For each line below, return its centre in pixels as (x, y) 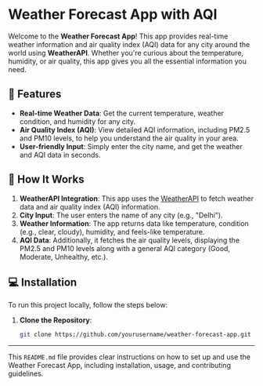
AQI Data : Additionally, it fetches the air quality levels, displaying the (130, 240)
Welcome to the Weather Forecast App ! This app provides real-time (118, 36)
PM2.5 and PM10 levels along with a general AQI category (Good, (125, 248)
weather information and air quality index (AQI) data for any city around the (129, 44)
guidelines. (26, 373)
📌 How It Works (46, 179)
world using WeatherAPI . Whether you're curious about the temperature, (126, 53)
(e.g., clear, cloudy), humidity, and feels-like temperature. (112, 231)
